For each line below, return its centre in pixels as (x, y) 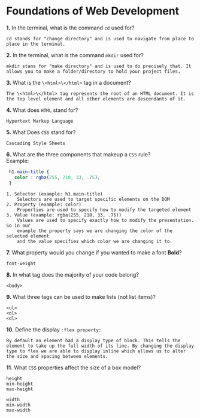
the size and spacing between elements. (57, 356)
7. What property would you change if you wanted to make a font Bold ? (94, 252)
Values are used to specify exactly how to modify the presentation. (106, 220)
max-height (20, 389)
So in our (19, 226)
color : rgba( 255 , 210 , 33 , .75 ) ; (57, 177)
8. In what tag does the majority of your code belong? (72, 274)
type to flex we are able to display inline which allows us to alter (96, 351)
